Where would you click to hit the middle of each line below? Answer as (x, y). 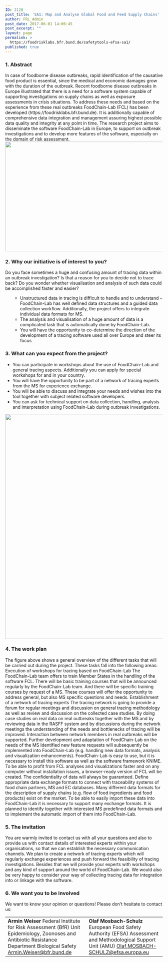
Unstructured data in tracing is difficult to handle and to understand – (91, 298)
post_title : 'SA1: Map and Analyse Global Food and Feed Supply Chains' (82, 14)
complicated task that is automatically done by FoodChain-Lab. (85, 325)
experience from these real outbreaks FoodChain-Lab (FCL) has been (77, 107)
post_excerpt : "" (23, 28)
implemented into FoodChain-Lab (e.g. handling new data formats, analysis (82, 750)
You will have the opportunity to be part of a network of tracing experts (85, 380)
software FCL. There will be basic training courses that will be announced (81, 681)
